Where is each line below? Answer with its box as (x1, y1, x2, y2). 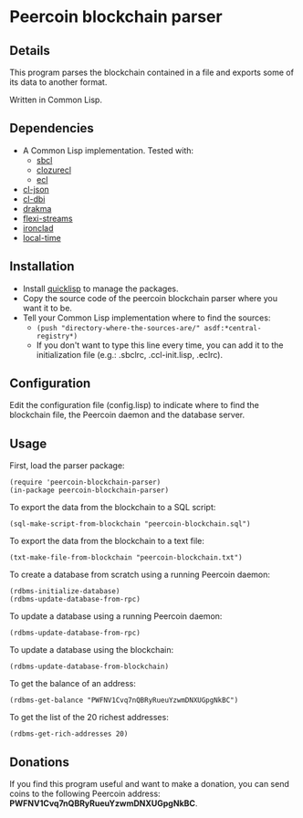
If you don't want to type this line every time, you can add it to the (36, 340, 285, 351)
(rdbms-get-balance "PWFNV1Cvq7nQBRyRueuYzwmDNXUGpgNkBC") (9, 696, 239, 705)
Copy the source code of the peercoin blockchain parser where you (22, 292, 278, 303)
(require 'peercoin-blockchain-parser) (9, 477, 162, 488)
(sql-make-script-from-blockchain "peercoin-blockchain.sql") (9, 519, 251, 529)
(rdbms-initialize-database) (9, 587, 120, 596)
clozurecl (36, 164, 71, 175)
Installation (9, 258, 75, 275)
